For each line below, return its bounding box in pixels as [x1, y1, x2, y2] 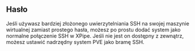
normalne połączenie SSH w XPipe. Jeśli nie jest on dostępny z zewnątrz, [6, 32, 184, 39]
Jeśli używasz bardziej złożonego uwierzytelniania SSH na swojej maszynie [6, 20, 190, 27]
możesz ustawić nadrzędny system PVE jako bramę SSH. [6, 38, 145, 45]
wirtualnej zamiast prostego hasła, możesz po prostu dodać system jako [6, 26, 181, 33]
